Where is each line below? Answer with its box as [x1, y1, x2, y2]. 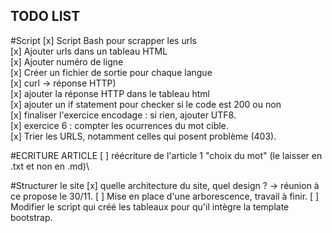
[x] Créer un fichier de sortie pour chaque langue [10, 66, 213, 78]
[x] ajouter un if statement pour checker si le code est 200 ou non [10, 98, 282, 110]
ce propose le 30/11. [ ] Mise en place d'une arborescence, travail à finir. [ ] [10, 190, 320, 202]
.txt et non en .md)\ [10, 160, 90, 172]
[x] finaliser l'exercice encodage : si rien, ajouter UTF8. [10, 109, 237, 121]
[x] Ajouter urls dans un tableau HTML [10, 45, 168, 57]
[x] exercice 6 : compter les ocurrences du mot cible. [10, 119, 229, 131]
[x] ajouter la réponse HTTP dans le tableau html [10, 87, 210, 99]
